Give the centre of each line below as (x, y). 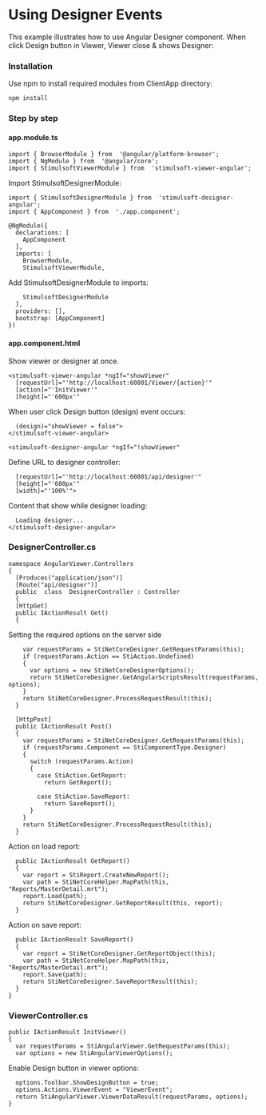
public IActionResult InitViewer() (67, 1033)
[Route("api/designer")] (57, 585)
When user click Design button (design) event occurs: (97, 411)
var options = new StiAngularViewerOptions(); (94, 1053)
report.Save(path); (55, 974)
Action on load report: (44, 846)
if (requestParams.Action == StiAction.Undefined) (109, 656)
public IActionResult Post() (64, 726)
